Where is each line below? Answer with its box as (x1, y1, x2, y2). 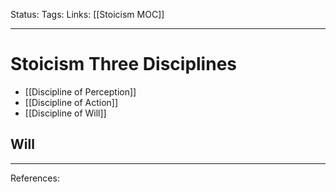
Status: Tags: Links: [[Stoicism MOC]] (10, 9, 165, 20)
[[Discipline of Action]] (24, 96, 119, 108)
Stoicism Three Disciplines (10, 53, 238, 76)
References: (10, 172, 60, 184)
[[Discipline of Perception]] (24, 85, 137, 98)
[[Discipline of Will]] (24, 107, 107, 119)
